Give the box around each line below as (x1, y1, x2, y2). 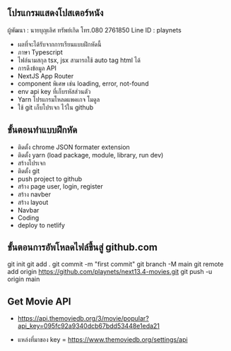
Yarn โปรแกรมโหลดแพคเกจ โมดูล (17, 95, 100, 103)
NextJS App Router (17, 71, 74, 80)
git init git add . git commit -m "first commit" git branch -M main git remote (7, 260, 224, 268)
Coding (17, 213, 40, 222)
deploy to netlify (17, 220, 66, 230)
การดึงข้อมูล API (17, 64, 57, 72)
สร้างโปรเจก (17, 158, 46, 167)
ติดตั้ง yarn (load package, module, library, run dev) (17, 150, 164, 159)
